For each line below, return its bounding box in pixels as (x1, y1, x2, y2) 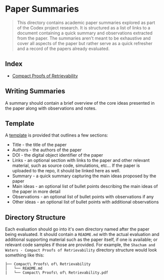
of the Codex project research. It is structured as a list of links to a (17, 24, 151, 30)
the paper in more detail (12, 188, 61, 194)
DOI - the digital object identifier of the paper (12, 152, 103, 158)
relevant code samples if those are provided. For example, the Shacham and (5, 242, 156, 248)
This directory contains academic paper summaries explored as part (17, 20, 155, 25)
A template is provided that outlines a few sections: (5, 132, 109, 138)
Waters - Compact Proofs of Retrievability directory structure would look (5, 247, 157, 253)
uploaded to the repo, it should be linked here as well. (12, 168, 121, 174)
